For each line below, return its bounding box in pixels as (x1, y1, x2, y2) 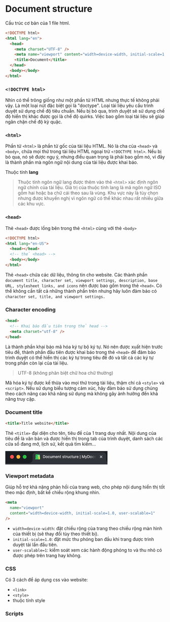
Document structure (5, 3, 93, 15)
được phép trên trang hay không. (12, 552, 82, 558)
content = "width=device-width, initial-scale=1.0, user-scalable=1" (10, 510, 156, 515)
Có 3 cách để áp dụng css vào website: (5, 577, 88, 583)
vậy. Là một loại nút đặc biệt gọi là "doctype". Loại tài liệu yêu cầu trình (5, 102, 154, 109)
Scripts (5, 610, 24, 617)
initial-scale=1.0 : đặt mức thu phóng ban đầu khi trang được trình (12, 536, 154, 542)
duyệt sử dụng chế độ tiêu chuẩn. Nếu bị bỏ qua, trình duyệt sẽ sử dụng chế (5, 108, 165, 114)
